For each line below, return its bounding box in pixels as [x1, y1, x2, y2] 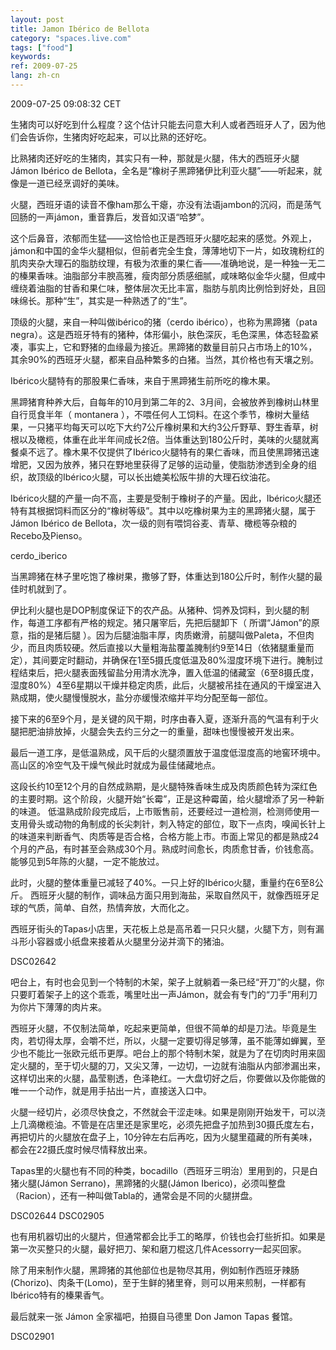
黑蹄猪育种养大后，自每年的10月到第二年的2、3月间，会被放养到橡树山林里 [10, 396, 320, 408]
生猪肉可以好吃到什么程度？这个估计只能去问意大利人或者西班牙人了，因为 [10, 118, 317, 130]
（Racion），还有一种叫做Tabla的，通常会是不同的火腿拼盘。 [10, 1189, 258, 1201]
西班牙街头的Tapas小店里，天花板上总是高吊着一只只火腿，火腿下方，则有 [10, 922, 316, 935]
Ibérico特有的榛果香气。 [10, 1289, 110, 1301]
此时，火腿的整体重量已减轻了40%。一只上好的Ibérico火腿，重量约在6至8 [10, 876, 315, 888]
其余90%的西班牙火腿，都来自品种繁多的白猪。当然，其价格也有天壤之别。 [10, 353, 320, 365]
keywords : [10, 52, 52, 62]
